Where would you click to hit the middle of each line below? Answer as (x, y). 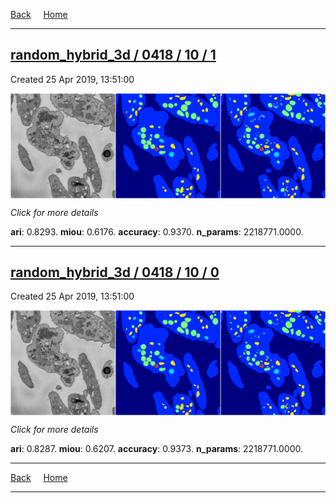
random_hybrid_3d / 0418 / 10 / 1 (113, 55)
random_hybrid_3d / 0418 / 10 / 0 (115, 272)
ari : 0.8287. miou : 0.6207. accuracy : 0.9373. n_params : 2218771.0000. (156, 449)
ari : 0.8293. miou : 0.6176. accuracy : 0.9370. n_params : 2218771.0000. (157, 231)
